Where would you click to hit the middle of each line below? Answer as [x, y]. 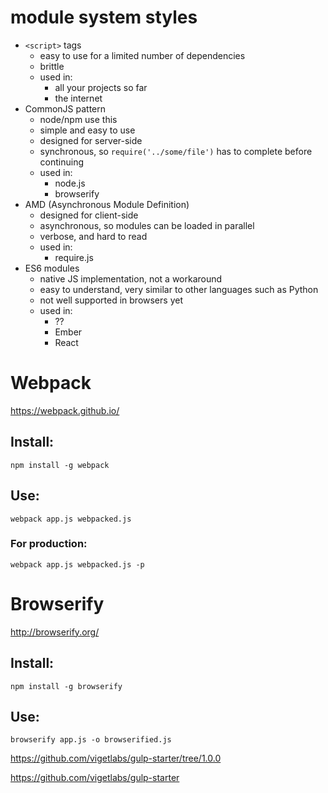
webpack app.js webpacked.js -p [77, 564]
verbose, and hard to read [93, 236]
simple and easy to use [87, 130]
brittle [52, 66]
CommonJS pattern [65, 108]
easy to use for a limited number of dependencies [142, 55]
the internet [78, 98]
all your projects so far [101, 87]
